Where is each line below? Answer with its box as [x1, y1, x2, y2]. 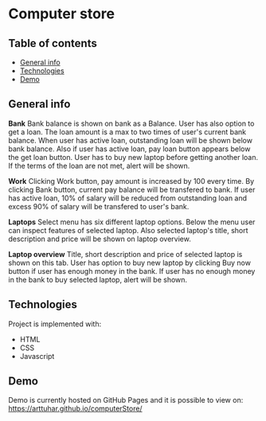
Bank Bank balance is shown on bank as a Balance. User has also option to [8, 119, 255, 128]
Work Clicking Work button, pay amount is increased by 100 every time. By [8, 176, 255, 185]
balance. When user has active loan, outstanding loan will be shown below [8, 135, 253, 145]
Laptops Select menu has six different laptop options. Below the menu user [8, 216, 256, 227]
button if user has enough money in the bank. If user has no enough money [8, 266, 256, 275]
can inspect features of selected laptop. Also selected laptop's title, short [8, 225, 248, 235]
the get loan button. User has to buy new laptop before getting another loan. [8, 152, 259, 162]
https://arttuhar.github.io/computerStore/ [8, 403, 143, 414]
